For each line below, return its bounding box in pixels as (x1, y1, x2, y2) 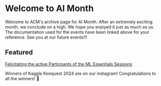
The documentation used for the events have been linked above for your (5, 29, 149, 35)
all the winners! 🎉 (5, 75, 40, 81)
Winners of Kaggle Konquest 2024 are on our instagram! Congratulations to (5, 71, 156, 76)
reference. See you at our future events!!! (5, 34, 87, 40)
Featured (5, 48, 33, 57)
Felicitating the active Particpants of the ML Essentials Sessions (5, 61, 132, 67)
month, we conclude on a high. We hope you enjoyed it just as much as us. (5, 24, 155, 29)
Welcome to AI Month (5, 3, 94, 14)
